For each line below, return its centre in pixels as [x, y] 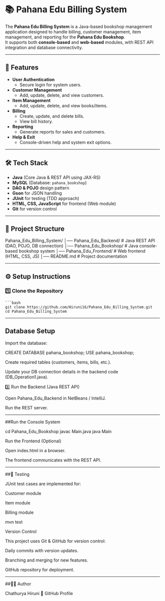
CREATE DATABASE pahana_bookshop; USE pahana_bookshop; [70, 352]
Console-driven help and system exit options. [66, 142]
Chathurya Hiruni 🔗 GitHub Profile [39, 593]
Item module [18, 502]
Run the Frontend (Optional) [33, 441]
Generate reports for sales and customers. [62, 132]
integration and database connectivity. [44, 47]
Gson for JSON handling [37, 193]
